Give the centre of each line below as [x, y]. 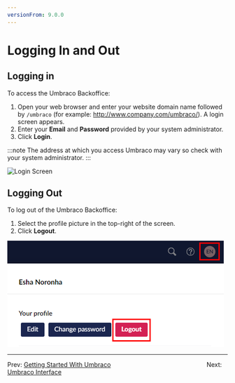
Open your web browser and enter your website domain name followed [120, 107]
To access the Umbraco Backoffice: [59, 93]
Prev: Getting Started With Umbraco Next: [115, 365]
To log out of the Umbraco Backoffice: [62, 210]
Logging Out [35, 193]
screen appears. [41, 121]
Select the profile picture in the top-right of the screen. [97, 224]
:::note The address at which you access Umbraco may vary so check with [115, 150]
